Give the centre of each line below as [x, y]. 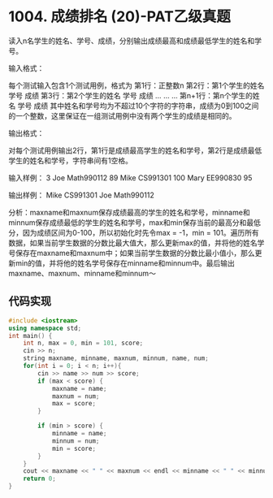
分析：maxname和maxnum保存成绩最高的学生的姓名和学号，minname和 [129, 212]
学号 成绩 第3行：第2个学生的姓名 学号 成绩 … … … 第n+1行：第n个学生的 [131, 95]
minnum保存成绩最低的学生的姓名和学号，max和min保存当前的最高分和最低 [135, 222]
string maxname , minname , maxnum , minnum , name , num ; [116, 358]
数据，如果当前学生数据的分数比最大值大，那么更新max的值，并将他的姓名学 [136, 243]
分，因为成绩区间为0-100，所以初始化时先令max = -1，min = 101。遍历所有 [134, 232]
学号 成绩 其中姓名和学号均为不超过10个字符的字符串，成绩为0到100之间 [138, 106]
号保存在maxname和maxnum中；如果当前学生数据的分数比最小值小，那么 [132, 253]
